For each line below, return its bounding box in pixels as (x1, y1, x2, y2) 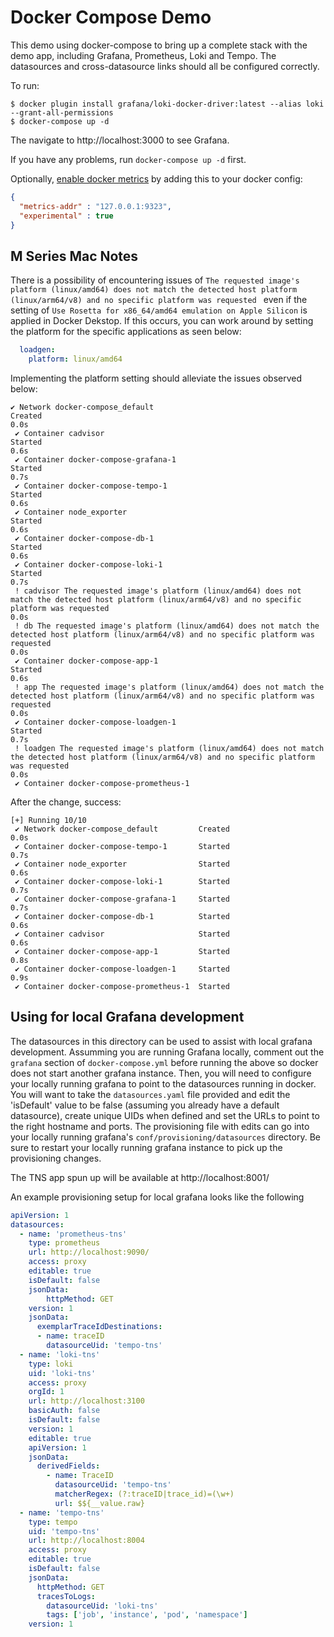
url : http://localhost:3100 (28, 1396, 145, 1406)
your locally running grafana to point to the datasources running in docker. (10, 1077, 317, 1090)
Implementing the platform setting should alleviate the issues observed (10, 372, 303, 384)
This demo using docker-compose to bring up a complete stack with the (10, 39, 308, 51)
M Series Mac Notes (10, 247, 139, 265)
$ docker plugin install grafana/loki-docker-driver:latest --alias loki (10, 99, 325, 109)
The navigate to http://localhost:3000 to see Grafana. (10, 134, 230, 146)
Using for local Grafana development (10, 1009, 245, 1026)
